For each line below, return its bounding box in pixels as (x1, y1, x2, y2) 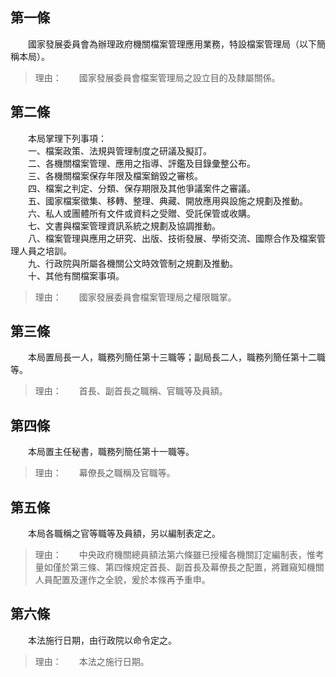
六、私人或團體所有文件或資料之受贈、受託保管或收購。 (27, 207, 256, 219)
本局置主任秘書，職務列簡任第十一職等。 (27, 446, 195, 458)
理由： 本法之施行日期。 (34, 655, 150, 667)
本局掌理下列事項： (27, 132, 107, 144)
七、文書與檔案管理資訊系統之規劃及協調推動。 (27, 219, 221, 232)
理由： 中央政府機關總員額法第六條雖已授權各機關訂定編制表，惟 (34, 549, 316, 561)
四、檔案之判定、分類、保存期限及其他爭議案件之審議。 (27, 182, 256, 194)
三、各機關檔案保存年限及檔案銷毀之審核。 (27, 169, 203, 182)
